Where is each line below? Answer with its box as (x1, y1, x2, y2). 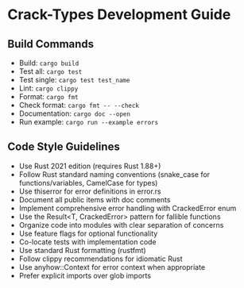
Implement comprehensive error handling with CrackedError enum (18, 203, 237, 213)
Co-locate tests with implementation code (18, 236, 157, 247)
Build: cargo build (18, 58, 79, 67)
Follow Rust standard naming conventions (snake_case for (18, 169, 211, 179)
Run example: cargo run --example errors (18, 117, 159, 126)
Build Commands (7, 37, 95, 51)
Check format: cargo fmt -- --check (18, 101, 140, 109)
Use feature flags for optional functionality (18, 228, 158, 238)
